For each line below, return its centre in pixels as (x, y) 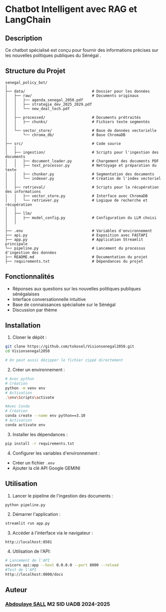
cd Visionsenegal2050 (28, 351)
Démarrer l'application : (37, 514)
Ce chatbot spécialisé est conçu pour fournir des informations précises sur (82, 50)
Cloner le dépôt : (30, 337)
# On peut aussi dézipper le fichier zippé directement (64, 360)
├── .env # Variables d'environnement (79, 231)
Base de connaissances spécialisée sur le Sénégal (64, 305)
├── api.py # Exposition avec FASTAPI (77, 235)
